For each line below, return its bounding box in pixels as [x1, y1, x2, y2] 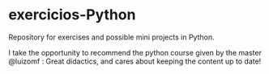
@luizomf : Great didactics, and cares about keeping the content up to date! [8, 56, 262, 66]
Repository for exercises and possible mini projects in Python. [8, 32, 215, 42]
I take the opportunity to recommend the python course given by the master [8, 47, 262, 57]
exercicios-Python [8, 6, 136, 24]
